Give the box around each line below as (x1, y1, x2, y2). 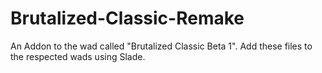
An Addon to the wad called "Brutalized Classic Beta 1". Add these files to (10, 40, 313, 52)
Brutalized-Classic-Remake (10, 7, 245, 30)
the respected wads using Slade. (10, 50, 146, 62)
